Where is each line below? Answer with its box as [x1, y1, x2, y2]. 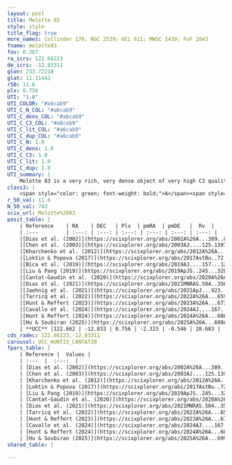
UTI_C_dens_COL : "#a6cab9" [7, 113, 85, 120]
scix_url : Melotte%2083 [7, 210, 76, 217]
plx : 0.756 [7, 87, 39, 94]
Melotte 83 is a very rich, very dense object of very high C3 [19, 177, 206, 184]
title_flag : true [7, 29, 57, 37]
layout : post [7, 10, 45, 17]
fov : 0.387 [7, 49, 39, 56]
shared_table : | [7, 441, 54, 448]
